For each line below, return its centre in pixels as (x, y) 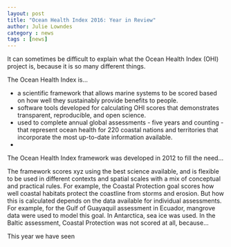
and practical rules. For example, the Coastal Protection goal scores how (111, 186)
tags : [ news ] (28, 39)
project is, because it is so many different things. (76, 66)
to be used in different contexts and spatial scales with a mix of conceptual (114, 179)
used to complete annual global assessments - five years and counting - (120, 122)
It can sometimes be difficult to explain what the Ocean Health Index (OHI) (113, 59)
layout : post (26, 13)
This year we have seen (41, 237)
